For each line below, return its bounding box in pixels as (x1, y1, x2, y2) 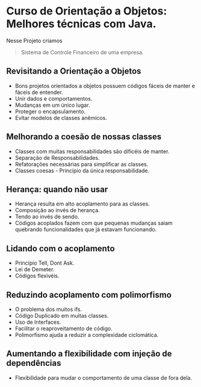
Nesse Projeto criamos (6, 37, 63, 44)
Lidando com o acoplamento (6, 243, 116, 254)
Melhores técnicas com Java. (6, 17, 156, 31)
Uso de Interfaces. (14, 318, 61, 326)
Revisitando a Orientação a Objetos (6, 66, 141, 77)
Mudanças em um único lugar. (14, 101, 90, 109)
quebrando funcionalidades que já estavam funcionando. (14, 226, 157, 233)
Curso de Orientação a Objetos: (6, 4, 167, 18)
